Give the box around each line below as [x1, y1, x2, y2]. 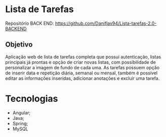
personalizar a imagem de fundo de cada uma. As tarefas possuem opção [5, 64, 160, 70]
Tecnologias [5, 93, 58, 104]
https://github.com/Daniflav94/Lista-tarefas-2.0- [55, 20, 157, 26]
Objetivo [5, 40, 33, 49]
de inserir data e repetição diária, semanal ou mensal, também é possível [5, 70, 158, 76]
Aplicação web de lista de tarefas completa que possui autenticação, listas [5, 54, 161, 60]
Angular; [12, 110, 31, 116]
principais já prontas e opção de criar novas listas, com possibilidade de [5, 59, 156, 65]
